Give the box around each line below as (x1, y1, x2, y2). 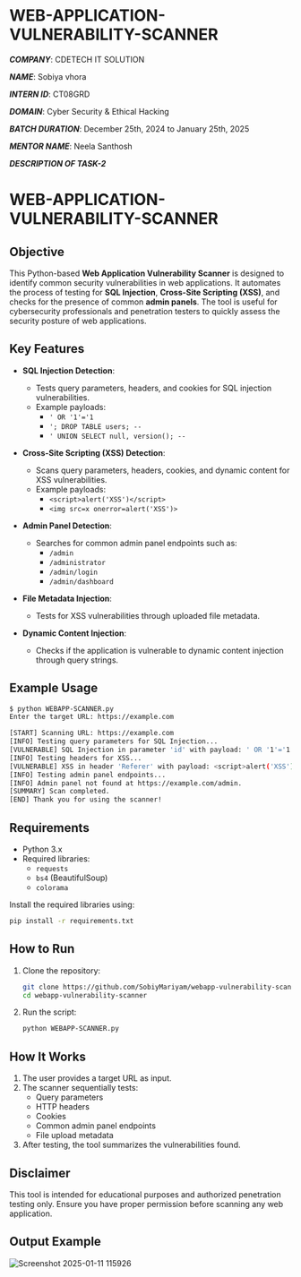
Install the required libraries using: (9, 899, 135, 910)
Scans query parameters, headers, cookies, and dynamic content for (35, 465, 290, 476)
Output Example (9, 1234, 101, 1249)
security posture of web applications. (9, 315, 147, 326)
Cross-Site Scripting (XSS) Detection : (21, 447, 166, 458)
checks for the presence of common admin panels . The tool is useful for (9, 296, 278, 307)
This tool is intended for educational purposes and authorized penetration (9, 1188, 282, 1200)
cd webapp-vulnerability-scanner (21, 990, 148, 999)
